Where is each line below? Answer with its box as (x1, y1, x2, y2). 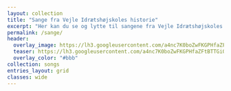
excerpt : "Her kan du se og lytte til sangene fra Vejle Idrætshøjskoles (7, 23, 223, 29)
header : (7, 36, 30, 42)
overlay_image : (13, 42, 57, 49)
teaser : (13, 49, 36, 55)
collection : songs (7, 61, 60, 68)
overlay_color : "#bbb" (13, 55, 78, 62)
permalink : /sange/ (7, 29, 63, 36)
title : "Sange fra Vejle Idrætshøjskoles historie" (7, 16, 158, 23)
